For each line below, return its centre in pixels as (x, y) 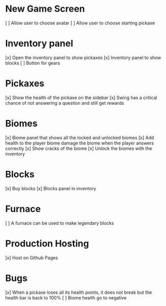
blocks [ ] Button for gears (33, 63)
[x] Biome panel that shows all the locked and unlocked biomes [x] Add (80, 137)
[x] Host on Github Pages (32, 258)
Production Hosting (47, 243)
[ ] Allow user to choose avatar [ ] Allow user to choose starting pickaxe (80, 23)
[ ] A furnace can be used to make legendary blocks (60, 223)
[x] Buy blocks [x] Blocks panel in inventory (51, 188)
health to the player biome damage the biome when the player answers (79, 143)
